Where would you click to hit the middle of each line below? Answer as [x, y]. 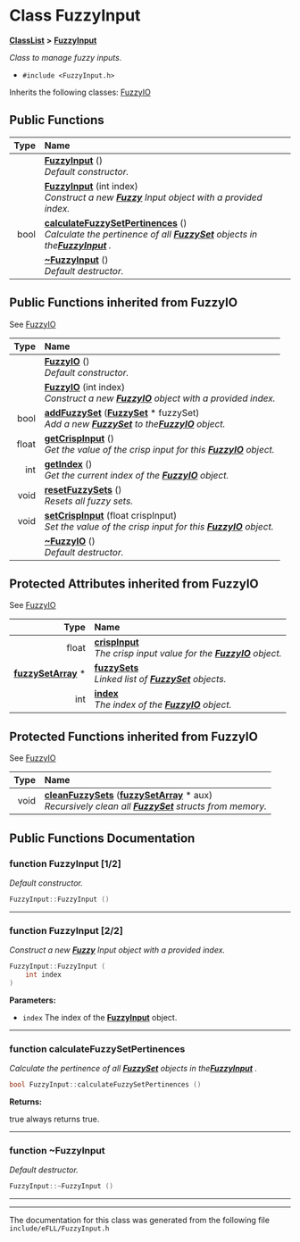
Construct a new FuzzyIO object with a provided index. [160, 398]
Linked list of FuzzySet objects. [160, 679]
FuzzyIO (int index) [85, 387]
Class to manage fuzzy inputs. [66, 57]
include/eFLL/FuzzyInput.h [59, 1229]
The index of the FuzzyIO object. [163, 704]
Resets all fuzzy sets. [89, 501]
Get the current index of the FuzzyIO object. [137, 475]
